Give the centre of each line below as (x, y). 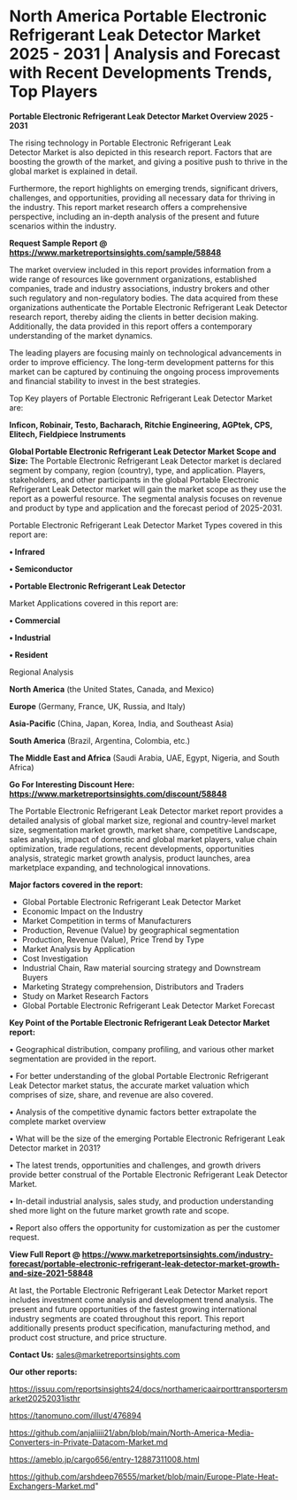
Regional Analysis (42, 672)
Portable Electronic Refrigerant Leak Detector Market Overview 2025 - (141, 116)
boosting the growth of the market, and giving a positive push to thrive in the (148, 161)
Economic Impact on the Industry (82, 911)
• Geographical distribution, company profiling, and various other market (142, 1049)
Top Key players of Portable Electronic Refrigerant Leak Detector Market (141, 398)
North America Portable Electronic (138, 16)
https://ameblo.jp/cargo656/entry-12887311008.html (105, 1459)
